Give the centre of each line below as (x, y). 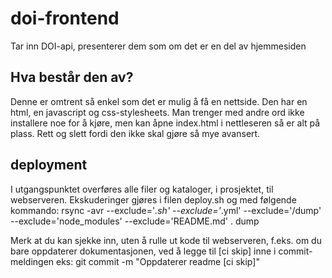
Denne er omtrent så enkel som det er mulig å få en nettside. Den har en (159, 101)
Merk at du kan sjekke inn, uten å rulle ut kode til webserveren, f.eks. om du (166, 240)
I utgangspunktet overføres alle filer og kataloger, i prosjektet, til (142, 189)
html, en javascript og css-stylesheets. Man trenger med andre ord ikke (157, 112)
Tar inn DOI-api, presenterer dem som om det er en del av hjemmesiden (158, 46)
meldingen (32, 261)
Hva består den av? (72, 77)
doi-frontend (65, 18)
